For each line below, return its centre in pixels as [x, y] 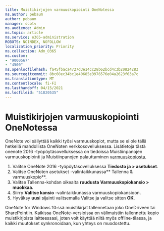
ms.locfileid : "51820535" [32, 92]
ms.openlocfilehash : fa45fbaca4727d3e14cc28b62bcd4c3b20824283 [72, 70]
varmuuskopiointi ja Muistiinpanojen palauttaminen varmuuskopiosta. [76, 157]
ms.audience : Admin [25, 28]
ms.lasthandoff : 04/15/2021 [34, 88]
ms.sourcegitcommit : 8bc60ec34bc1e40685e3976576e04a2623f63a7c [72, 74]
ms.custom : [16, 56]
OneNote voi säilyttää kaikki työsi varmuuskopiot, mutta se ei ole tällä [76, 141]
